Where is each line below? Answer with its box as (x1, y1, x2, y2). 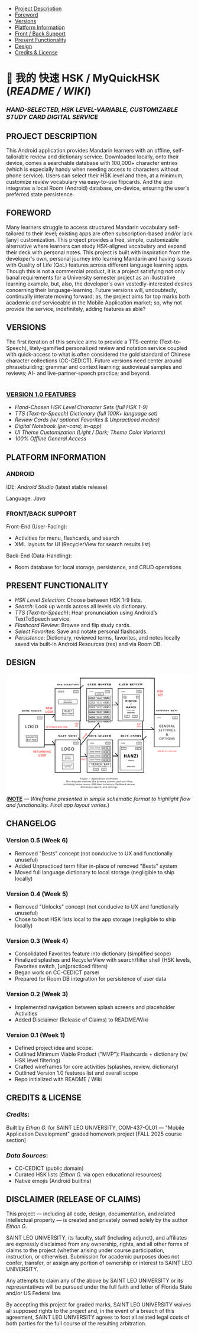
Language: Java (6, 495, 46, 502)
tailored (6, 230, 25, 237)
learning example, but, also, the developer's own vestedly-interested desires (6, 280, 193, 287)
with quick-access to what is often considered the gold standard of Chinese (6, 351, 191, 358)
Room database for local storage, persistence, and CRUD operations (14, 564, 181, 571)
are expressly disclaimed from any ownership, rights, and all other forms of (6, 1240, 189, 1247)
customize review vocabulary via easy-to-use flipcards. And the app (6, 178, 173, 185)
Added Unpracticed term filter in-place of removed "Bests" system (14, 862, 178, 870)
